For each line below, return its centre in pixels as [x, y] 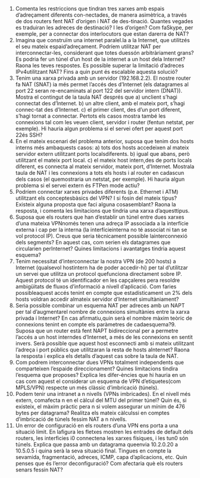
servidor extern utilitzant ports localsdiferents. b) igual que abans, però [102, 154]
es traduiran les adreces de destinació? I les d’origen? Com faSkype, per [104, 27]
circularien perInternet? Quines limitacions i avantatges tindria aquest [101, 249]
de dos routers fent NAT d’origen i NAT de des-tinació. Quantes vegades [104, 21]
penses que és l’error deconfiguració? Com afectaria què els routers [99, 463]
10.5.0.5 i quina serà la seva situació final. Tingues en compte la [93, 451]
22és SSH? [29, 135]
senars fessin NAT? [39, 470]
